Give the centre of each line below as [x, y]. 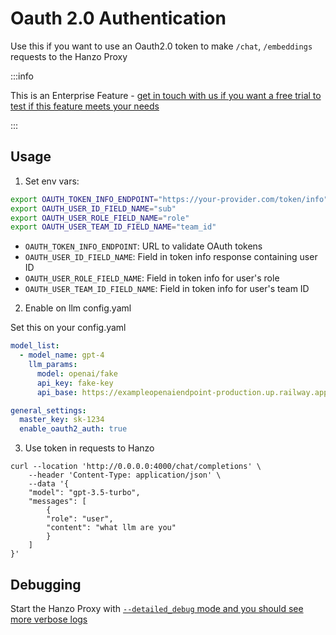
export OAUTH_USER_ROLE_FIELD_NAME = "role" [100, 218]
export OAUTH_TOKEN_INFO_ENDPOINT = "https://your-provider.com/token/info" [169, 199]
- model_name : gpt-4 [62, 355]
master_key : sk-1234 [62, 420]
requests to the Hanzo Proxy [69, 56]
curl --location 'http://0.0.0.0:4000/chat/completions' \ [136, 467]
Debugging [46, 584]
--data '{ [49, 484]
